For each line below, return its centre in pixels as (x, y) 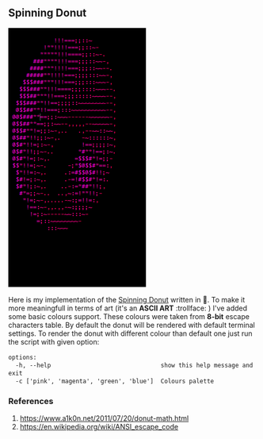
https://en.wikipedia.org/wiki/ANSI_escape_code (99, 427)
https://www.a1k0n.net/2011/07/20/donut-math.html (104, 418)
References (31, 401)
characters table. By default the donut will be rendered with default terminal (132, 325)
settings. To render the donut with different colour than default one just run (130, 333)
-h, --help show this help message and (134, 365)
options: (23, 357)
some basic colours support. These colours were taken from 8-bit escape (129, 316)
